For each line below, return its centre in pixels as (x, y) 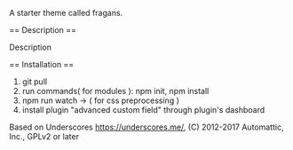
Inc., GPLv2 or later (44, 136)
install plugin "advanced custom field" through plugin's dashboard (143, 110)
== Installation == (42, 64)
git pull (34, 82)
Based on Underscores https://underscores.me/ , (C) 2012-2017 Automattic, (146, 127)
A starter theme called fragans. (66, 13)
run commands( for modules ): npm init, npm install (115, 91)
